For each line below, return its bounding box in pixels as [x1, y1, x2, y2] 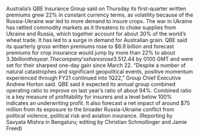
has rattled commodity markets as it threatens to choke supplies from [6, 24, 176, 31]
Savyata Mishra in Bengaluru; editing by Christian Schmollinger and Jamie [6, 119, 187, 125]
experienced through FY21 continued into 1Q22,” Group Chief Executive [6, 74, 181, 81]
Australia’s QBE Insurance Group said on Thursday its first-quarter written [6, 5, 187, 12]
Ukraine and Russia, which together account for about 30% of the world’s [6, 30, 187, 37]
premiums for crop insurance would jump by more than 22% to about [6, 49, 175, 56]
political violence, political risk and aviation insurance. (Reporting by [6, 112, 173, 119]
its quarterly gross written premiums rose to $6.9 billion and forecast [6, 43, 174, 50]
